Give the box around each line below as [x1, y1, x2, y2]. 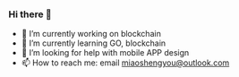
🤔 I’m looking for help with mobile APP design [21, 47, 190, 58]
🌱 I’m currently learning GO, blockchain [21, 38, 166, 48]
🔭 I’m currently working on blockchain [21, 29, 162, 39]
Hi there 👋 [8, 8, 53, 21]
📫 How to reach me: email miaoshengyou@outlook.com [21, 57, 230, 68]
